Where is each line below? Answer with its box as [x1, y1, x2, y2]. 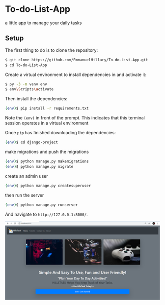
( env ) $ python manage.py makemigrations [5, 159, 89, 164]
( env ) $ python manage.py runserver [5, 202, 78, 207]
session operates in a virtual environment [5, 120, 89, 126]
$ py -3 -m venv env [5, 81, 48, 87]
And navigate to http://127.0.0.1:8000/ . [5, 211, 88, 217]
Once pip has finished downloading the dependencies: [5, 130, 116, 136]
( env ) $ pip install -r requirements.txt [5, 106, 89, 111]
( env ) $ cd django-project [5, 140, 58, 145]
